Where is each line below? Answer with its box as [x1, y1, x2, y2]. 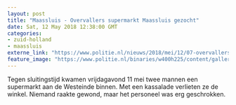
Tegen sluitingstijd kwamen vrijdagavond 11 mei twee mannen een [7, 75, 198, 83]
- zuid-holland [7, 36, 52, 43]
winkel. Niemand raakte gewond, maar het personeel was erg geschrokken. [7, 90, 226, 98]
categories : [7, 29, 42, 37]
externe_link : [7, 50, 49, 57]
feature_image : [7, 56, 52, 63]
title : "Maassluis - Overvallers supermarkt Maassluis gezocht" [7, 17, 199, 24]
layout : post [7, 10, 46, 17]
